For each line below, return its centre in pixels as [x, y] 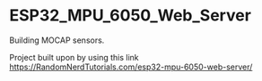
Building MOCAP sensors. [57, 40]
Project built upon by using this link [74, 57]
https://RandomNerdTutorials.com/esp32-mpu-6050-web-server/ [131, 67]
